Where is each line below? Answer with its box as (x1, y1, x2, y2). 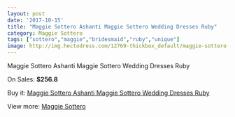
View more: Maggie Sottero (7, 102, 86, 110)
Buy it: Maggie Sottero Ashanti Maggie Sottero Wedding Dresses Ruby (7, 88, 210, 97)
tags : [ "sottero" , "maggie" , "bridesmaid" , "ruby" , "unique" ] (7, 36, 180, 43)
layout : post (7, 10, 45, 17)
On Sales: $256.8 (7, 75, 58, 84)
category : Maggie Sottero (7, 29, 83, 37)
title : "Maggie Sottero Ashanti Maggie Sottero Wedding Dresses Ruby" (7, 23, 218, 30)
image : (7, 42, 27, 49)
